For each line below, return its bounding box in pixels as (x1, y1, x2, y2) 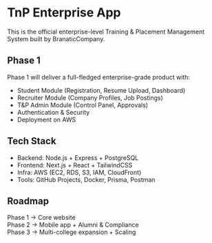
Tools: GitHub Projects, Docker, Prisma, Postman (17, 175, 156, 183)
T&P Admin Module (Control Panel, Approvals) (17, 101, 149, 109)
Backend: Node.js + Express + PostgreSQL (17, 153, 139, 162)
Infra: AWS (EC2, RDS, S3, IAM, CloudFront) (17, 168, 142, 176)
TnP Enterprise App (7, 5, 121, 21)
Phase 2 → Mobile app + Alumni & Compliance (7, 221, 139, 229)
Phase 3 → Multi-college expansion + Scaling (7, 228, 136, 236)
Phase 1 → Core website (7, 213, 76, 222)
